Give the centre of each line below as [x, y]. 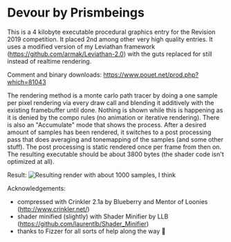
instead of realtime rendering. [49, 61]
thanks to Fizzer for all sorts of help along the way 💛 [91, 231]
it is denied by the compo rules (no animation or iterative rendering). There [113, 117]
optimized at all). [31, 161]
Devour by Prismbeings [76, 13]
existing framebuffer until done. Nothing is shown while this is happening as [115, 110]
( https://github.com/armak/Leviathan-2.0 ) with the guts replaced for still [110, 54]
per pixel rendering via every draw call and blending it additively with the [111, 102]
